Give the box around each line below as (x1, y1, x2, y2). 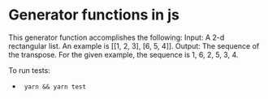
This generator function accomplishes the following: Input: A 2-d (8, 32, 225, 42)
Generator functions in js (8, 6, 180, 24)
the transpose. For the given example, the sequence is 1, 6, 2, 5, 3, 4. (8, 49, 239, 59)
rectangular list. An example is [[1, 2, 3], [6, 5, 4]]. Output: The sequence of (8, 41, 260, 50)
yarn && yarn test (24, 83, 87, 91)
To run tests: (8, 65, 50, 75)
